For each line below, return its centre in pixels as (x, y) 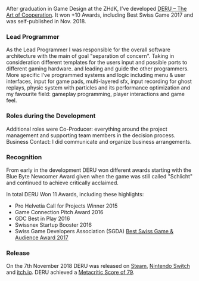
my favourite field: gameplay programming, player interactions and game (95, 94)
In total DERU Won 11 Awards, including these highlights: (75, 194)
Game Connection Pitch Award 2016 (59, 212)
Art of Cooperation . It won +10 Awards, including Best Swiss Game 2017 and (100, 15)
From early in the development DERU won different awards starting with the (99, 170)
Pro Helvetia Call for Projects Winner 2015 (66, 206)
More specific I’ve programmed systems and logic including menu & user (96, 75)
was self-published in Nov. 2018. (46, 21)
